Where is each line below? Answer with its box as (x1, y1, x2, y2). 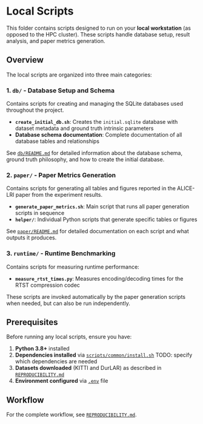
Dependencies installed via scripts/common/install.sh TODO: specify (15, 351, 193, 359)
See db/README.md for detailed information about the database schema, (6, 149, 183, 157)
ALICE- (176, 185, 195, 192)
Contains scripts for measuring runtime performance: (6, 263, 139, 270)
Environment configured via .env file (15, 377, 108, 385)
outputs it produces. (6, 234, 57, 241)
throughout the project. (6, 106, 64, 114)
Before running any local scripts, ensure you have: (6, 333, 132, 341)
